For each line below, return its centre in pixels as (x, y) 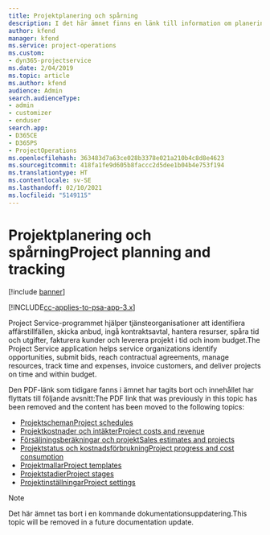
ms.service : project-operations (62, 46)
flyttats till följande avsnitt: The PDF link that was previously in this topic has (133, 398)
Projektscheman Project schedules (77, 422)
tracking (37, 269)
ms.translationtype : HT (48, 173)
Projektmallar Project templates (71, 465)
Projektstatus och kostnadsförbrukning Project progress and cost (127, 448)
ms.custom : (27, 53)
